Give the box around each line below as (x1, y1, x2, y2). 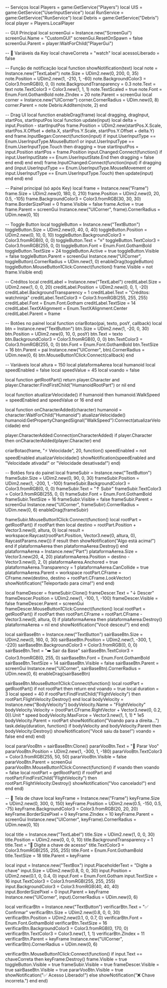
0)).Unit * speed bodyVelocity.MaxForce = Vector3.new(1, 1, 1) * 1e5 (5, 712, 145, 718)
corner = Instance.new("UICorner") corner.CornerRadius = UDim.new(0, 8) (5, 97, 159, 103)
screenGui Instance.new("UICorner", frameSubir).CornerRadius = (5, 502, 140, 507)
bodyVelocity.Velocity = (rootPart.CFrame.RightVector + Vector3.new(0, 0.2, (5, 707, 162, 713)
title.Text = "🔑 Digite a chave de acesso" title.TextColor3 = (5, 842, 125, 848)
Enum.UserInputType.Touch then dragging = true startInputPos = (5, 144, 139, 149)
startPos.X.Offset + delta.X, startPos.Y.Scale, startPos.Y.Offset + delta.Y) (5, 128, 155, 134)
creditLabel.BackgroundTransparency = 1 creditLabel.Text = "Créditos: (5, 290, 150, 295)
